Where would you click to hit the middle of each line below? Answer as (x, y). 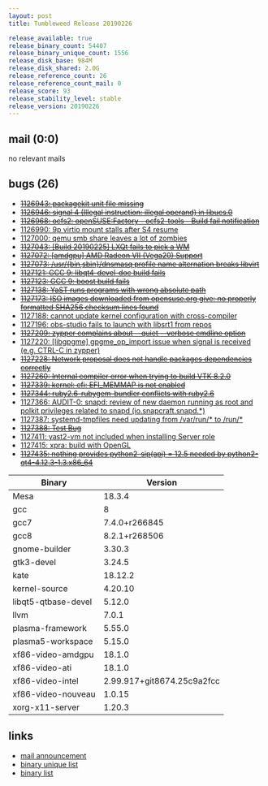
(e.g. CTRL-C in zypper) (60, 350)
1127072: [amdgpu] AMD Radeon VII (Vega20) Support (111, 255)
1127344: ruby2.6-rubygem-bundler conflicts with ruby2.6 (117, 393)
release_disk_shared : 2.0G (54, 69)
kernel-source (40, 588)
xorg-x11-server (46, 707)
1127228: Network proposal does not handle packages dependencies (136, 359)
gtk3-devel (35, 562)
